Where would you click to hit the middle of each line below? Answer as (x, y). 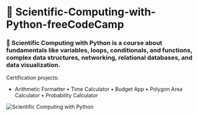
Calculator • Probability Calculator (56, 95)
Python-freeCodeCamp (65, 24)
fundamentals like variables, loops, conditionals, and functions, (99, 51)
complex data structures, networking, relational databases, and (99, 58)
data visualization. (33, 65)
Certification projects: (33, 78)
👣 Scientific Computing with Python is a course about (84, 43)
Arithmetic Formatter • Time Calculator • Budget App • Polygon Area (99, 89)
